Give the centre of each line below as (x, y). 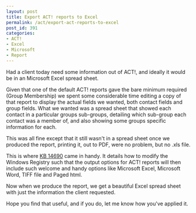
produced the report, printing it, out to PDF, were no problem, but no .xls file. (98, 144)
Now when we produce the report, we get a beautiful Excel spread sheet (94, 186)
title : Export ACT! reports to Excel (52, 17)
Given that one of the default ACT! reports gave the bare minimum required (97, 89)
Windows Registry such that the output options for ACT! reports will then (94, 162)
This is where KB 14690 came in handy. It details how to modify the (87, 155)
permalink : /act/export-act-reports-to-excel (62, 22)
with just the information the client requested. (61, 192)
